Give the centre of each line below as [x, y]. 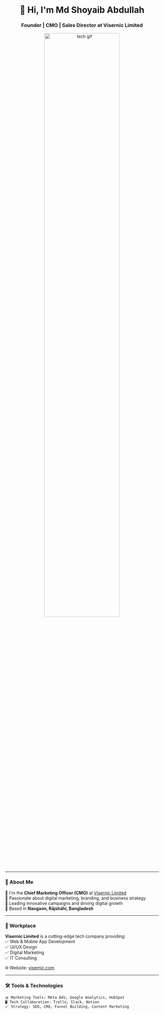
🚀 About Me [19, 882]
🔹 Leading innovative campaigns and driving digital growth [64, 903]
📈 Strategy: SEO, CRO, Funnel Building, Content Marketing [67, 1007]
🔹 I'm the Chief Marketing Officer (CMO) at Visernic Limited [66, 893]
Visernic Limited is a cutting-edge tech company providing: [65, 936]
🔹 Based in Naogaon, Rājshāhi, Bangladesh [49, 908]
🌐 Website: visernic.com [30, 968]
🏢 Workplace [20, 926]
